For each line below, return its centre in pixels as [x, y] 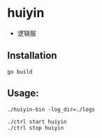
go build [20, 71]
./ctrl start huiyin [37, 122]
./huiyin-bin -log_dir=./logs [51, 109]
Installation [32, 56]
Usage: [23, 94]
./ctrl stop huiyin [36, 127]
